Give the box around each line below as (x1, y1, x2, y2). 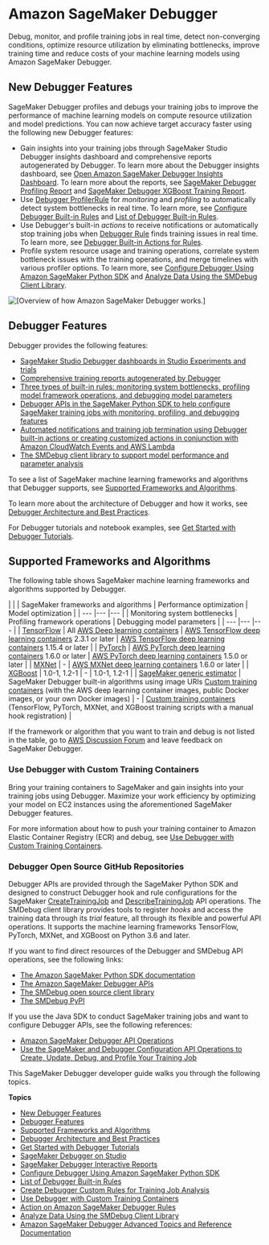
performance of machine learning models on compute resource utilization (8, 110, 252, 120)
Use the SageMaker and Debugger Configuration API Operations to (19, 1044, 243, 1053)
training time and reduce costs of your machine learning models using (8, 48, 240, 58)
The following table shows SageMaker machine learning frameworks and (8, 576, 251, 585)
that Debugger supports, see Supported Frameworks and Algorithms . (8, 482, 238, 492)
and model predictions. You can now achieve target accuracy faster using (8, 118, 252, 129)
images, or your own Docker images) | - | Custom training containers (8, 694, 236, 704)
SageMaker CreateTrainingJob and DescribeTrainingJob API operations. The (8, 895, 261, 906)
